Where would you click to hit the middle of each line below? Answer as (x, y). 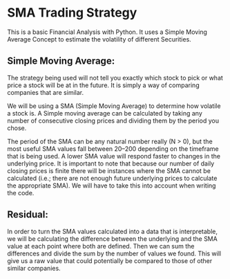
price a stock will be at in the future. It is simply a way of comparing (103, 85)
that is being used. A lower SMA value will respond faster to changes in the (114, 156)
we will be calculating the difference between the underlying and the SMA (112, 238)
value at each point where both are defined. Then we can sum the (101, 246)
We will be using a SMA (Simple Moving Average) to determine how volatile (114, 106)
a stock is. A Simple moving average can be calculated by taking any (105, 113)
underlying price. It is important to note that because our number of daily (111, 163)
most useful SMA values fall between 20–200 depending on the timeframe (113, 148)
